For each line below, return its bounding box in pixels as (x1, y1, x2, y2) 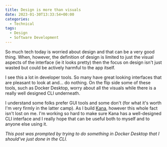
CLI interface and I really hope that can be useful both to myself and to (5, 116, 150, 122)
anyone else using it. (5, 121, 48, 127)
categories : (5, 16, 30, 21)
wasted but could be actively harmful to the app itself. (5, 64, 115, 70)
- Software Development (9, 35, 59, 40)
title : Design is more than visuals (5, 7, 81, 12)
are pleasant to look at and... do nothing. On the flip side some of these (5, 79, 151, 85)
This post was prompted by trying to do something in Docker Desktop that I (5, 131, 160, 137)
